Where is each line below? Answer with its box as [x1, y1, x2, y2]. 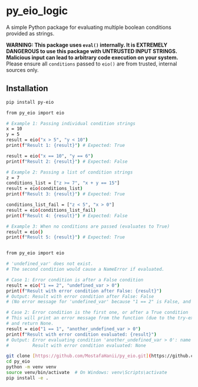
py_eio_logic [6, 4, 68, 18]
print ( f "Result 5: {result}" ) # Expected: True [6, 234, 126, 240]
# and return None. [6, 320, 54, 326]
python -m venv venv [6, 364, 57, 370]
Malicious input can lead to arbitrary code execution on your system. [6, 54, 179, 61]
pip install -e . [6, 375, 49, 381]
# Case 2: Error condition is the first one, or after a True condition [6, 310, 189, 316]
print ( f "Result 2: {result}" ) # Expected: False [6, 158, 128, 165]
